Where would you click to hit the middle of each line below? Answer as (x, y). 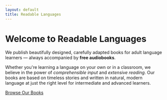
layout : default (22, 10)
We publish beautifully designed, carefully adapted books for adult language (84, 52)
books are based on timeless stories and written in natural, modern (74, 78)
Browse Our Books (24, 93)
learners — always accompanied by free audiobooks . (61, 58)
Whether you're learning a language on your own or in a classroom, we (78, 67)
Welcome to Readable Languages (76, 39)
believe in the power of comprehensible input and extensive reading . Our (80, 73)
